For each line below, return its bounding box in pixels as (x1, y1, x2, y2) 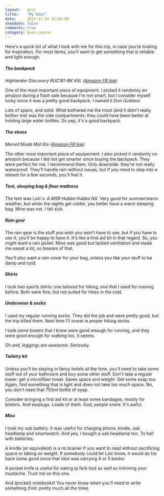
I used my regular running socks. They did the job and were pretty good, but (5, 312, 159, 318)
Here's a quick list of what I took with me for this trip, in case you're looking (5, 44, 158, 49)
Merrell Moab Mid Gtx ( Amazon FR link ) (5, 141, 85, 147)
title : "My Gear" (5, 12, 47, 17)
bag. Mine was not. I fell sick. (5, 206, 64, 212)
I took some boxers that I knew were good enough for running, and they (5, 327, 150, 333)
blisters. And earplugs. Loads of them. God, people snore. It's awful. (5, 402, 143, 407)
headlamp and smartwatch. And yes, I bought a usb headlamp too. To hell (5, 430, 154, 436)
